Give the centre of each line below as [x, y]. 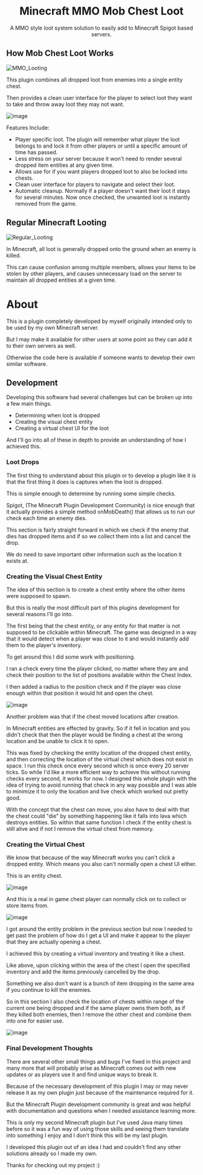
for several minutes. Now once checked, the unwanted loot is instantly [102, 197]
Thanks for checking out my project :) [53, 1165]
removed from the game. [46, 203]
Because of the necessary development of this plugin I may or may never [97, 1086]
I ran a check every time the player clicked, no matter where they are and [97, 668]
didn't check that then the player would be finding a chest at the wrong [95, 734]
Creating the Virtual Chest [46, 844]
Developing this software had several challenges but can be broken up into [99, 397]
